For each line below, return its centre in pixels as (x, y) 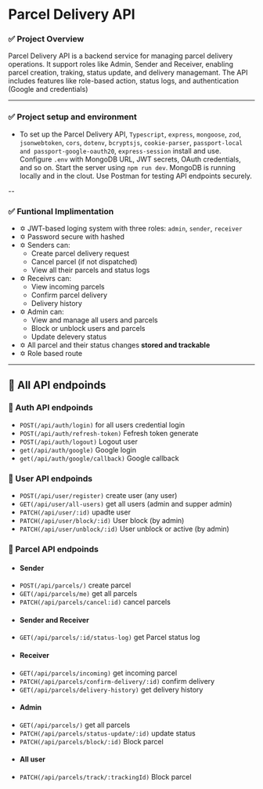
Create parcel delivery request (80, 253)
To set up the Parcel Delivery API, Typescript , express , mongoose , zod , (130, 134)
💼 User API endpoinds (50, 478)
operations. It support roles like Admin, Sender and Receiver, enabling (121, 64)
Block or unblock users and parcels (88, 329)
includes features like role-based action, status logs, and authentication (123, 81)
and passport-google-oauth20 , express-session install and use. (120, 151)
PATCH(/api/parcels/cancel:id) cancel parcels (95, 602)
